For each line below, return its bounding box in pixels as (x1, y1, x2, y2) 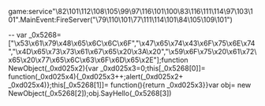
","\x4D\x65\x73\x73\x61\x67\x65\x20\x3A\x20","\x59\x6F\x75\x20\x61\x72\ (8, 47, 257, 56)
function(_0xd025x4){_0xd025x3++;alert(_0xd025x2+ (8, 72, 184, 81)
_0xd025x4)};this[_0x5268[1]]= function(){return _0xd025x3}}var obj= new (8, 80, 252, 90)
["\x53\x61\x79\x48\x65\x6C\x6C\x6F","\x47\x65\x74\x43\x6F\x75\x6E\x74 (8, 38, 256, 48)
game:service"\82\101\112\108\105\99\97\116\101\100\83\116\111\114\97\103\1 (8, 7, 254, 16)
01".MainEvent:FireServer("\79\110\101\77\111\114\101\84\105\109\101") (8, 15, 233, 24)
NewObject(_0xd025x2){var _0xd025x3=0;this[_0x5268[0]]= (8, 64, 207, 73)
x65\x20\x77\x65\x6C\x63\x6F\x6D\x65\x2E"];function (8, 55, 188, 64)
